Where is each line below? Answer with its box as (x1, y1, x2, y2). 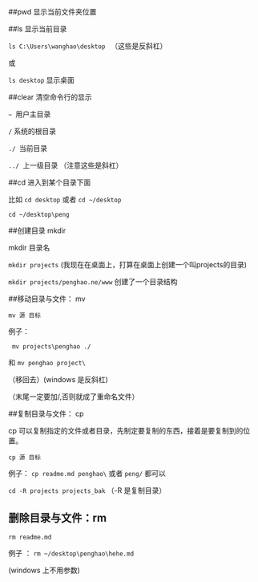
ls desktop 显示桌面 (8, 75, 75, 84)
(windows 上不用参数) (8, 565, 80, 575)
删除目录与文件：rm (8, 511, 107, 525)
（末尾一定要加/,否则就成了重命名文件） (8, 392, 139, 401)
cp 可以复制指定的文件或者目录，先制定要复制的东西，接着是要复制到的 (8, 426, 244, 435)
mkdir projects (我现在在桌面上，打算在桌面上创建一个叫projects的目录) (8, 260, 247, 269)
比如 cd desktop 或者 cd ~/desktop (8, 195, 122, 204)
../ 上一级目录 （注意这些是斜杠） (8, 161, 123, 170)
